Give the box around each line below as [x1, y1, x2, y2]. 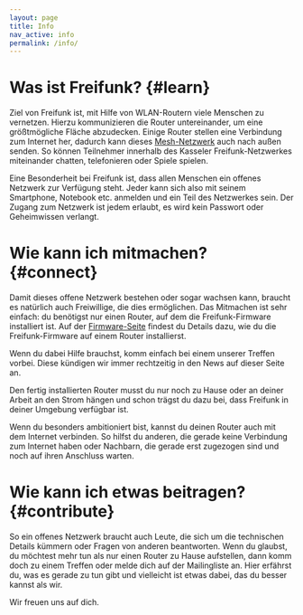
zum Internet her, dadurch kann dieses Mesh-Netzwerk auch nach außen [9, 137, 281, 147]
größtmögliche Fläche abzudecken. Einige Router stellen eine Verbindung [9, 127, 282, 137]
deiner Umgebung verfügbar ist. [9, 404, 129, 415]
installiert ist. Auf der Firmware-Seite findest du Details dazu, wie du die [9, 321, 277, 332]
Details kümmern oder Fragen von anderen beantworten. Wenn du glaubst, [9, 541, 288, 552]
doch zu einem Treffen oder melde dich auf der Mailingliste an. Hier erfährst [9, 560, 292, 571]
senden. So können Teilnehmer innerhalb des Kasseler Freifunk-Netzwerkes [9, 146, 293, 156]
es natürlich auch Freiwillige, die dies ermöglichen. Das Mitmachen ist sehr [9, 302, 288, 313]
